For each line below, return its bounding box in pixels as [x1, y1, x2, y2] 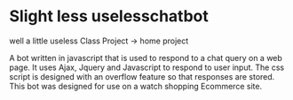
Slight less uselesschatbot [9, 6, 209, 27]
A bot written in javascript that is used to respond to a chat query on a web [9, 52, 282, 63]
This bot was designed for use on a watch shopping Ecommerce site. [9, 81, 263, 91]
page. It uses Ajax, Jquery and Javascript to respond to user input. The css [9, 62, 285, 73]
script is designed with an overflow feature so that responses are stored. [9, 71, 275, 81]
